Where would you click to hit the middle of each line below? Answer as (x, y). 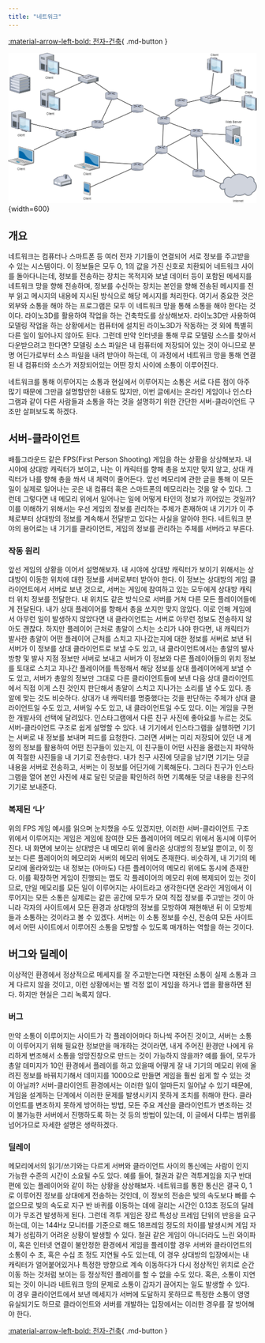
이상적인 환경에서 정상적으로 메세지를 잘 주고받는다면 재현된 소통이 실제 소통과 (128, 975)
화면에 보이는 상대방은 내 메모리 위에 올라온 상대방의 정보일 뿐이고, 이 (139, 848)
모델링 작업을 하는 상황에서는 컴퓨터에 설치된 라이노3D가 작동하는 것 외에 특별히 (131, 326)
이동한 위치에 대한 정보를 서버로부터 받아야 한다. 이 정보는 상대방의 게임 (138, 579)
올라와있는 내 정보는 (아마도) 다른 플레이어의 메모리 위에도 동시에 (128, 868)
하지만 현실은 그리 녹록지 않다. (65, 994)
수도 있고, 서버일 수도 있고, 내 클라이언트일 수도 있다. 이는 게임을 (140, 708)
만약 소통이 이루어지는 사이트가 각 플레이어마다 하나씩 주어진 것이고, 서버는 (123, 1036)
